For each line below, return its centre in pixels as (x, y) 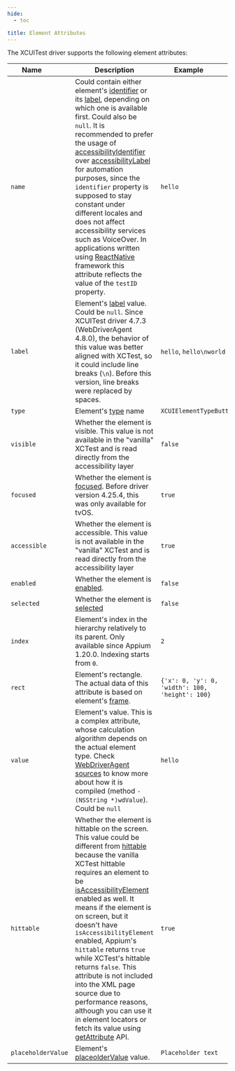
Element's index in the (111, 619)
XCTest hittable (100, 864)
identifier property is (112, 187)
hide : (15, 14)
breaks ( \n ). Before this (113, 373)
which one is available (111, 108)
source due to (98, 993)
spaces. (88, 400)
